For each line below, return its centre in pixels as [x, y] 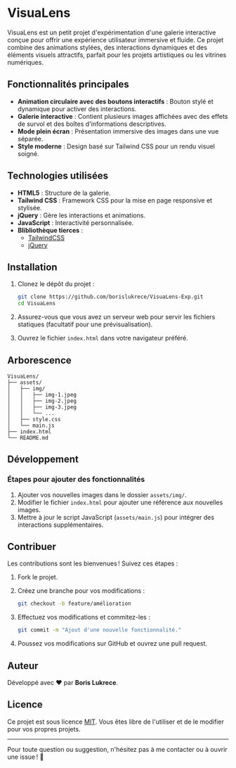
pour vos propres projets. [44, 729]
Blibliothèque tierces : [50, 230]
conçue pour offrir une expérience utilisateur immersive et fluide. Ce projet [116, 39]
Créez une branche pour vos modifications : [81, 591]
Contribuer [32, 547]
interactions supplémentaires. [60, 525]
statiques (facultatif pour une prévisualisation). [85, 324]
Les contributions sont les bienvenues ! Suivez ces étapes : [93, 563]
